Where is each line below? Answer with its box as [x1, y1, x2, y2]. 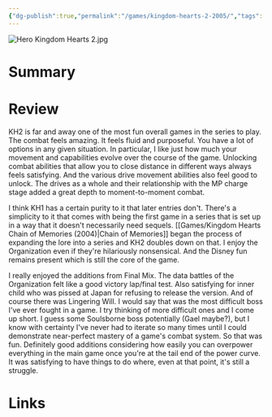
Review [8, 100, 59, 118]
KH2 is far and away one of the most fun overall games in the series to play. [8, 127, 261, 137]
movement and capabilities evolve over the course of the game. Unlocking [8, 152, 257, 163]
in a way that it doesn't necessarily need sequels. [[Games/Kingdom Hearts [8, 220, 261, 230]
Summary [8, 63, 76, 81]
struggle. [8, 365, 39, 375]
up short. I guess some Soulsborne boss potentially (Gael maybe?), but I [8, 314, 250, 324]
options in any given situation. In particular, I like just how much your [8, 144, 237, 154]
